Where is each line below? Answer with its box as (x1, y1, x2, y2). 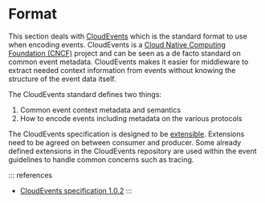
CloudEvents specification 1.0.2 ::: (19, 185, 132, 195)
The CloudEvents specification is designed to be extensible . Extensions (8, 129, 245, 139)
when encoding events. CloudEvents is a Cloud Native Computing (8, 39, 226, 49)
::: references (8, 170, 53, 180)
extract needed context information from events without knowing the (8, 65, 236, 75)
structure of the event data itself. (8, 74, 116, 83)
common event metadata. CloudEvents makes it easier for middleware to (8, 57, 249, 67)
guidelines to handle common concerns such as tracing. (8, 154, 194, 164)
